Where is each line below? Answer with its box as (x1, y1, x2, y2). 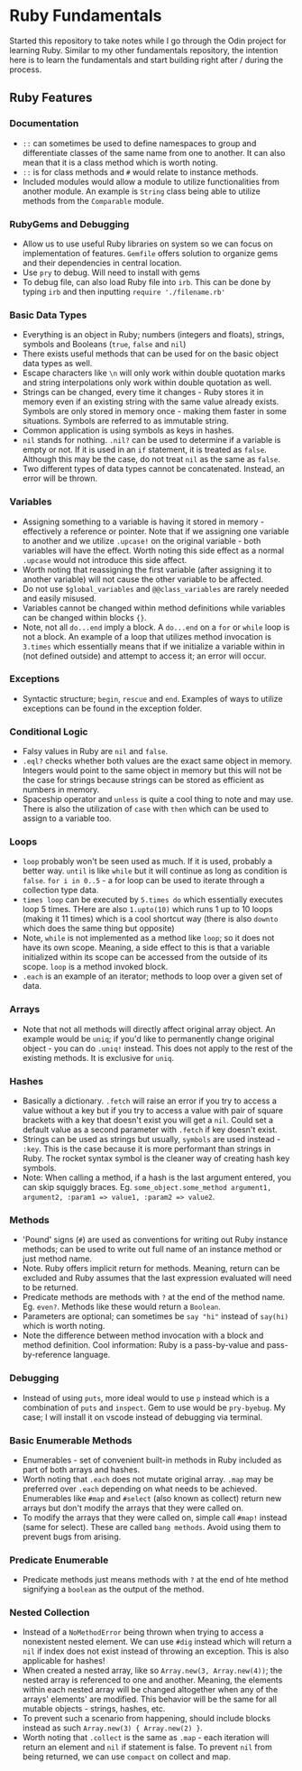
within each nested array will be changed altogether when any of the (22, 1684, 279, 1695)
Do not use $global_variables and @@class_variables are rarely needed (22, 583, 289, 594)
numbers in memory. (22, 784, 100, 795)
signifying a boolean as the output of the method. (22, 1584, 205, 1595)
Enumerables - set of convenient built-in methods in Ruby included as (22, 1454, 282, 1465)
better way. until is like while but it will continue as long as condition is (22, 865, 288, 876)
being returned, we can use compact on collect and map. (22, 1751, 232, 1762)
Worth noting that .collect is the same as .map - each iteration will (22, 1732, 270, 1743)
